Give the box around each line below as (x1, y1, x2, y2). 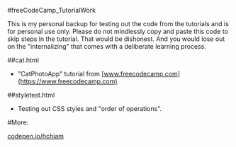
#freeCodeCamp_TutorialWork (7, 6, 96, 14)
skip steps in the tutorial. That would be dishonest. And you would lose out (7, 35, 225, 43)
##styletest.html (7, 91, 55, 99)
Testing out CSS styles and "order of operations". (17, 105, 162, 112)
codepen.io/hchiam (7, 132, 64, 140)
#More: (7, 118, 29, 127)
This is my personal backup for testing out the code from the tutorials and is (7, 20, 229, 28)
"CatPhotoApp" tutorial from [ (17, 70, 104, 78)
